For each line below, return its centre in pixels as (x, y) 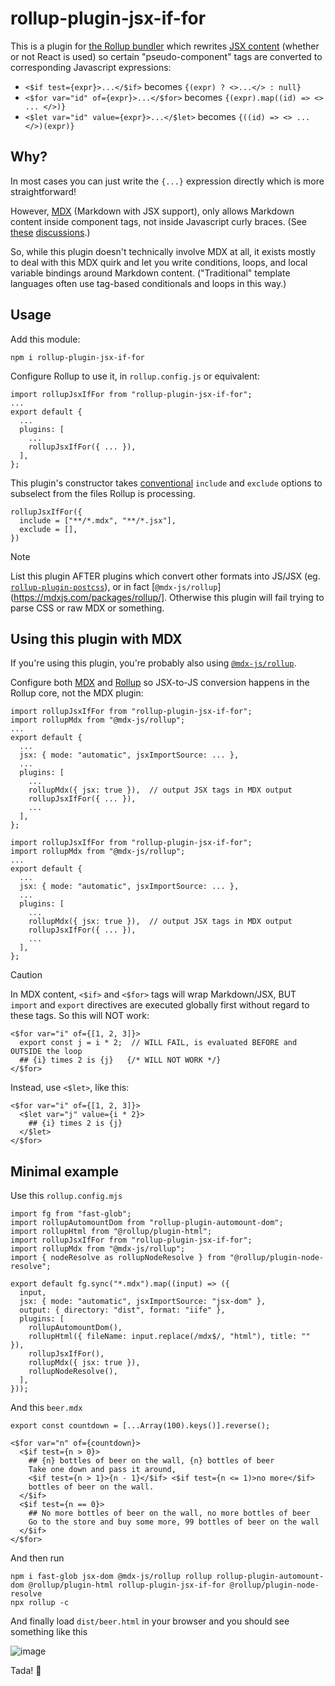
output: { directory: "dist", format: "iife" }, (122, 1310)
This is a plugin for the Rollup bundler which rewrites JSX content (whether (165, 46)
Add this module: (45, 339)
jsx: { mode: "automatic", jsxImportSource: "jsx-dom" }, (143, 1302)
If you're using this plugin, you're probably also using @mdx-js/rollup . (153, 663)
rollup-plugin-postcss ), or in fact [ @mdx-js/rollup (114, 586)
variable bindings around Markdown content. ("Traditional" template (150, 273)
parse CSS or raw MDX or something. (87, 608)
